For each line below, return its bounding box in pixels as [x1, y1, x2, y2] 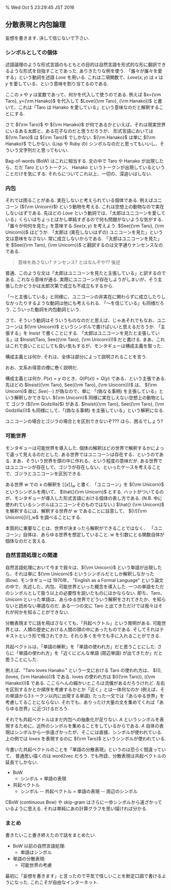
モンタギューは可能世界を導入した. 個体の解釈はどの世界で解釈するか [5, 444, 151, 451]
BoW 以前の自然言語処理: [12, 843, 66, 849]
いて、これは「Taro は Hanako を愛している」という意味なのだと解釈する [5, 104, 159, 110]
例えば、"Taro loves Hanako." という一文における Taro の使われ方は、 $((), [5, 667, 162, 673]
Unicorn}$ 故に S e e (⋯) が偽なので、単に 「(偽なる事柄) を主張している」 [5, 388, 159, 394]
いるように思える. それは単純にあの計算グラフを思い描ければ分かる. [5, 805, 148, 811]
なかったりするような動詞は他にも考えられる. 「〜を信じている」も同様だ [5, 300, 160, 306]
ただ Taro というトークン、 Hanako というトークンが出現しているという [14, 165, 165, 171]
